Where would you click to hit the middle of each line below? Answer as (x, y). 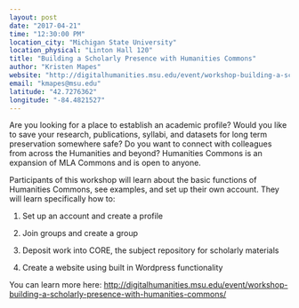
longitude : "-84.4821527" (57, 100)
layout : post (33, 17)
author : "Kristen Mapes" (55, 67)
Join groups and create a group (80, 233)
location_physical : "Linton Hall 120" (81, 51)
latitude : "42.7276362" (53, 91)
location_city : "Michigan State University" (93, 42)
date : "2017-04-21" (45, 26)
